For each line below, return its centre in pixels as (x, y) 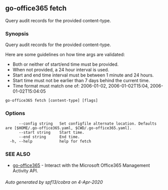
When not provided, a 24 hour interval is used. (61, 70)
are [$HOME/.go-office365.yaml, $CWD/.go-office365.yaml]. (69, 128)
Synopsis (17, 33)
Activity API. (25, 170)
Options (15, 113)
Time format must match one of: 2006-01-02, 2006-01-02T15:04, (81, 86)
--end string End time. (49, 137)
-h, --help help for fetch (51, 141)
